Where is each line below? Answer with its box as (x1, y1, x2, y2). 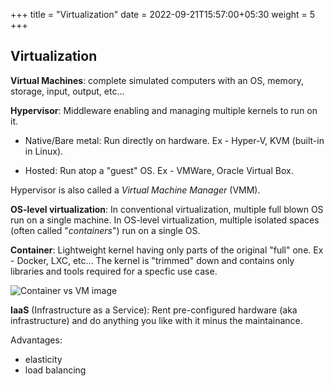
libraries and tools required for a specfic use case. (10, 265, 218, 277)
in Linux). (24, 145, 64, 157)
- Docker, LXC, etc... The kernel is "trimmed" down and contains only (10, 254, 295, 266)
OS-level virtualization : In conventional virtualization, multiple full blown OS (10, 203, 324, 215)
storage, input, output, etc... (10, 85, 125, 97)
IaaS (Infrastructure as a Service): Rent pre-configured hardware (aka (10, 304, 298, 316)
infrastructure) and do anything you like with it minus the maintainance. (10, 314, 303, 326)
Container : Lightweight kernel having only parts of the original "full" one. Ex (10, 244, 324, 256)
